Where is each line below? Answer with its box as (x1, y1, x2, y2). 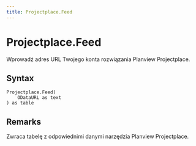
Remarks (6, 117, 42, 127)
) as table (6, 100, 34, 106)
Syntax (6, 73, 34, 83)
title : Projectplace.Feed (6, 9, 72, 15)
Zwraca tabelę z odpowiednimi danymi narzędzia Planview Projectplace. (6, 133, 189, 141)
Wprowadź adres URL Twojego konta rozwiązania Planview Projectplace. (6, 56, 190, 63)
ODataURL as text (17, 95, 62, 101)
